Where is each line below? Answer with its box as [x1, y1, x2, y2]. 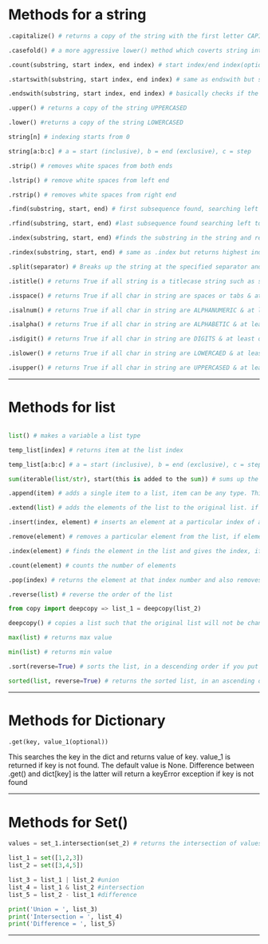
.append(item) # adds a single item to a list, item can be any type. [8, 489, 248, 497]
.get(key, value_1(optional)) [8, 738, 109, 746]
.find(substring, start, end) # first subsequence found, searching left [8, 205, 259, 213]
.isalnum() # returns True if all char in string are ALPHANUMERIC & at [8, 306, 255, 314]
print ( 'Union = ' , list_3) [8, 905, 98, 913]
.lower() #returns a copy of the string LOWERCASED [8, 118, 183, 127]
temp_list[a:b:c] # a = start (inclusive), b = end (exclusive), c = [8, 460, 245, 468]
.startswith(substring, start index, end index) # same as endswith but [8, 75, 255, 83]
